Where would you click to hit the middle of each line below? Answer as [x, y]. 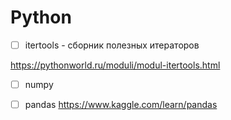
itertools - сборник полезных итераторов [112, 45]
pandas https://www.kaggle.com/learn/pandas [121, 105]
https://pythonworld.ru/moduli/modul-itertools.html [115, 65]
